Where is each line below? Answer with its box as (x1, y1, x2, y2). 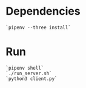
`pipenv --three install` (5, 24, 71, 31)
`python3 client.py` (5, 75, 58, 82)
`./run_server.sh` (5, 70, 52, 76)
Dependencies (5, 4, 81, 18)
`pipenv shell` (5, 65, 44, 71)
